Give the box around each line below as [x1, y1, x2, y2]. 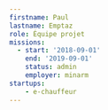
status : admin [25, 63, 77, 72]
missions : [9, 37, 46, 47]
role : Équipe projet [9, 29, 86, 38]
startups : [9, 79, 46, 88]
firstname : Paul [9, 12, 69, 22]
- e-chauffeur [25, 87, 77, 96]
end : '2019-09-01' [25, 54, 93, 63]
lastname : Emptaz [9, 21, 73, 30]
